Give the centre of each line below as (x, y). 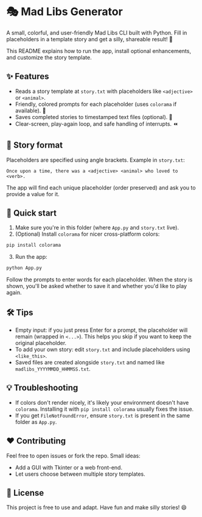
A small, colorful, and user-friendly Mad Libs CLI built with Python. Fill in (97, 33)
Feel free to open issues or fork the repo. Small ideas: (74, 456)
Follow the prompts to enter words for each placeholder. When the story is (99, 279)
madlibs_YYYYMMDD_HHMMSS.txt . (53, 369)
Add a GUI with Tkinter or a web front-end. (69, 467)
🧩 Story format (34, 146)
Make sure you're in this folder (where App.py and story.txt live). (97, 228)
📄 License (25, 493)
